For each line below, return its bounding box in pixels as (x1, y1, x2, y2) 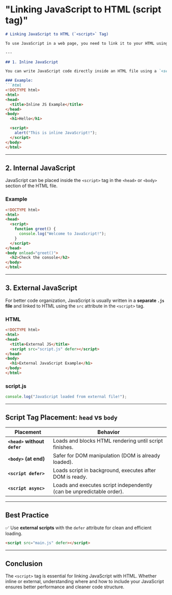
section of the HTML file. (5, 183, 58, 189)
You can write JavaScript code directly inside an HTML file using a (5, 68, 157, 74)
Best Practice (5, 511, 49, 520)
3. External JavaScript (5, 284, 78, 293)
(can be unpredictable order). (53, 488, 124, 495)
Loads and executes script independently (53, 481, 153, 489)
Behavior (97, 428, 120, 436)
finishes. (53, 443, 74, 450)
